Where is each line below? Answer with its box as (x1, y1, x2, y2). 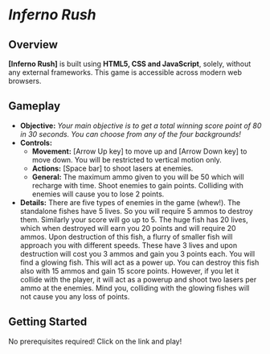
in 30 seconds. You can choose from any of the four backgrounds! (19, 129, 241, 138)
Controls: (19, 138, 52, 147)
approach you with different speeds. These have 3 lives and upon (19, 240, 238, 250)
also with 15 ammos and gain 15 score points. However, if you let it (19, 265, 239, 275)
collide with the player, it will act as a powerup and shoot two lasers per (19, 274, 257, 284)
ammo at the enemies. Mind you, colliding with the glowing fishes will (19, 283, 250, 293)
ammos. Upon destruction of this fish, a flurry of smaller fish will (19, 232, 233, 241)
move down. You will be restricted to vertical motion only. (31, 154, 223, 164)
